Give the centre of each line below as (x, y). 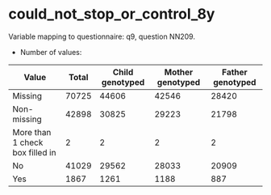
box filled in (34, 152)
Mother (179, 72)
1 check (28, 142)
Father (234, 72)
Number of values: (51, 52)
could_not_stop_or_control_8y (112, 14)
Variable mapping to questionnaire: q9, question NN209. (102, 36)
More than (32, 132)
